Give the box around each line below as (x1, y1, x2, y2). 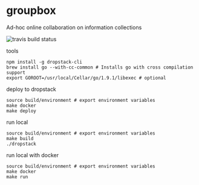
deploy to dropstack (6, 86, 56, 93)
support (6, 69, 26, 76)
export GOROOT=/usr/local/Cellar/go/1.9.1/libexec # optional (6, 75, 166, 81)
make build (6, 135, 34, 141)
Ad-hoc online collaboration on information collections (6, 24, 142, 31)
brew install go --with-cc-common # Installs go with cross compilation (6, 64, 194, 70)
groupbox (6, 4, 56, 18)
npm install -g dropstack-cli (6, 59, 83, 65)
